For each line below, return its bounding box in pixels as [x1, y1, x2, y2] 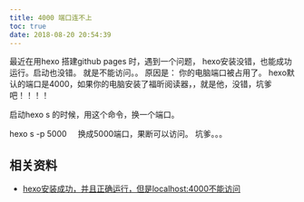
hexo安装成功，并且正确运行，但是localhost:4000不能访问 [22, 183, 241, 195]
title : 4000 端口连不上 [9, 13, 93, 23]
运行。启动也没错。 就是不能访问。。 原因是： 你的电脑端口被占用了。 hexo [9, 67, 288, 78]
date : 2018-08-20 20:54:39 [9, 30, 112, 39]
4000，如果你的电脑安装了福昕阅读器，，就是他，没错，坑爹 [48, 79, 272, 90]
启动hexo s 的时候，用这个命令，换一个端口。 [9, 110, 180, 120]
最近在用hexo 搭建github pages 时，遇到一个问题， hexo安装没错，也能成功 [9, 56, 292, 67]
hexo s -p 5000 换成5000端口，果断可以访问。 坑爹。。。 [9, 129, 228, 139]
